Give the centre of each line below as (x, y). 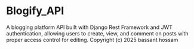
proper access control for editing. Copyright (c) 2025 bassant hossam (92, 40)
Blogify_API (35, 11)
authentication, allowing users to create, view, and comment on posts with (97, 33)
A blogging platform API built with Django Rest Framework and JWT (90, 27)
